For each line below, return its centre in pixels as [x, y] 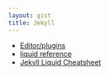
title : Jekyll [32, 23]
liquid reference [46, 54]
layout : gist [30, 15]
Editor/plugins [43, 45]
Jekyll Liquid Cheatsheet [60, 62]
